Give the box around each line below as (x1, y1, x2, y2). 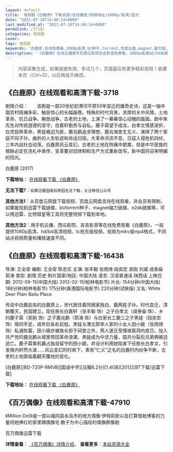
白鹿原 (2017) (5, 165, 34, 171)
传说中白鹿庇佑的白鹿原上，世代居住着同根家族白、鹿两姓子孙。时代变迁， (5, 302, 163, 308)
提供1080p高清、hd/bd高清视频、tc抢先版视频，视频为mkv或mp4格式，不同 (5, 229, 166, 235)
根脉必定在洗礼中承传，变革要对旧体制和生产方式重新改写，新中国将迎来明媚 (5, 148, 168, 154)
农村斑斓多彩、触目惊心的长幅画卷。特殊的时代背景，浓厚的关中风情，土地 (9, 109, 168, 116)
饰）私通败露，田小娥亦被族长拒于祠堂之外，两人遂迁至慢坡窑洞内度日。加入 (5, 327, 168, 334)
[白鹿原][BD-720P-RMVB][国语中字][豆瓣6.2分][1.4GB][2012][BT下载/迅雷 (5, 364, 161, 371)
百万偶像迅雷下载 (5, 430, 42, 436)
